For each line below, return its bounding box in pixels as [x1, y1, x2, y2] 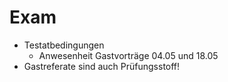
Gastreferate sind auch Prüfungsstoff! [23, 60, 181, 72]
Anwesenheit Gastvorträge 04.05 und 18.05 [38, 49, 219, 61]
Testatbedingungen [23, 39, 105, 51]
